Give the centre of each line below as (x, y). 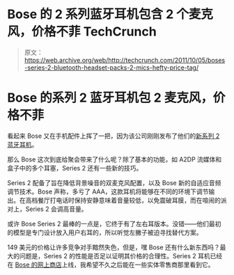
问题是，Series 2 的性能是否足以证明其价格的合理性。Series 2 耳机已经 (121, 256)
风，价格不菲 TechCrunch (82, 32)
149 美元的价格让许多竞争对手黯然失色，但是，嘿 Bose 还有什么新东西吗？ (114, 247)
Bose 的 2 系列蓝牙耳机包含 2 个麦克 (110, 14)
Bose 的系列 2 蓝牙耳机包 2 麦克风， (110, 98)
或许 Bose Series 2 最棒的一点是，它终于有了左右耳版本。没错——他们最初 (114, 223)
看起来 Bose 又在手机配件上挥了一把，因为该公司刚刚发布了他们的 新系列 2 (114, 136)
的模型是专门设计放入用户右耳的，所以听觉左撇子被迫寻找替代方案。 (105, 232)
